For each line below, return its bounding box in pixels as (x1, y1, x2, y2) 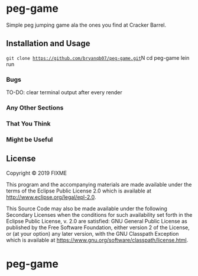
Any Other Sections (6, 103, 64, 111)
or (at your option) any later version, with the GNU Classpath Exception (6, 230, 179, 237)
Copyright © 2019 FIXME (6, 169, 67, 176)
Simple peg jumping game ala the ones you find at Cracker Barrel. (6, 21, 167, 28)
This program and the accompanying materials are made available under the (6, 181, 192, 188)
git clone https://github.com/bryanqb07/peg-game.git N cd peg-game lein (6, 54, 190, 61)
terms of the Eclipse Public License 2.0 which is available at (6, 187, 152, 194)
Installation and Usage (6, 38, 90, 49)
